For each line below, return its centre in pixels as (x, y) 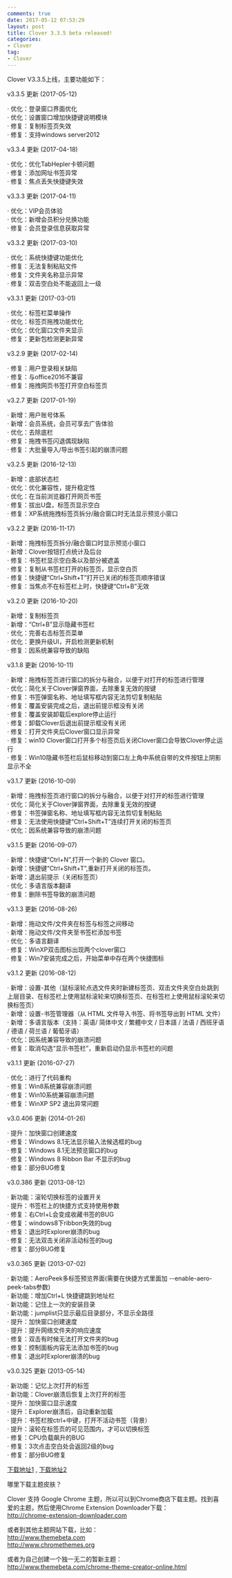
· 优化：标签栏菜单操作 (39, 313)
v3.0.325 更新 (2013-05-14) (46, 1370)
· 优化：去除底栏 (30, 432)
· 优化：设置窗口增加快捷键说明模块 (57, 117)
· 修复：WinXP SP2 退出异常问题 (53, 1103)
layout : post (26, 26)
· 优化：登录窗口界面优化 (42, 109)
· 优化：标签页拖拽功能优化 (45, 321)
